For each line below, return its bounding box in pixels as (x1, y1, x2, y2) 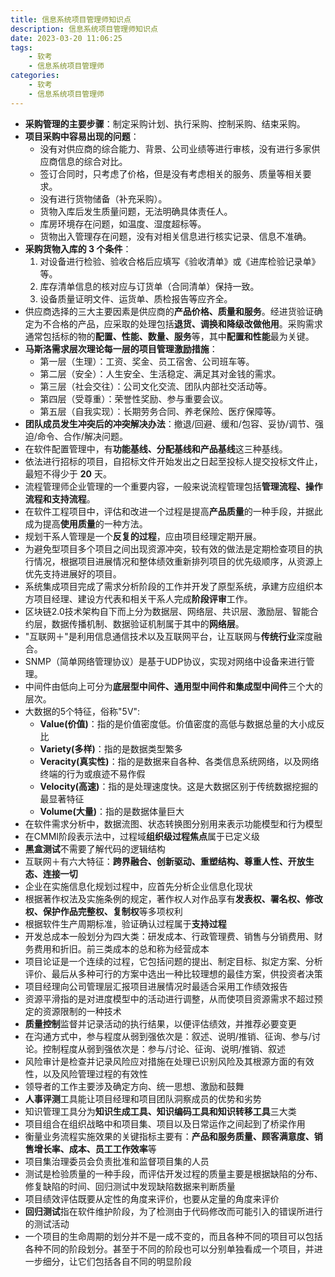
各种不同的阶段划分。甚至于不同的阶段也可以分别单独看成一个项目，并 (24, 1242, 315, 1255)
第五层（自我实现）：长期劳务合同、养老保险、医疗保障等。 (39, 405, 282, 417)
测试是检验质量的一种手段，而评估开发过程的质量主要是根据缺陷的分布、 (24, 1167, 323, 1180)
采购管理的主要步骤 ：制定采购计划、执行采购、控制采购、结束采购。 (24, 117, 306, 130)
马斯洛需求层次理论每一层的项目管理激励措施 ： (24, 342, 218, 355)
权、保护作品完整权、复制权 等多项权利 (24, 905, 183, 917)
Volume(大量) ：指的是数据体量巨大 (39, 805, 185, 817)
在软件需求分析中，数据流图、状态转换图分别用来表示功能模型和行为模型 (24, 817, 323, 830)
